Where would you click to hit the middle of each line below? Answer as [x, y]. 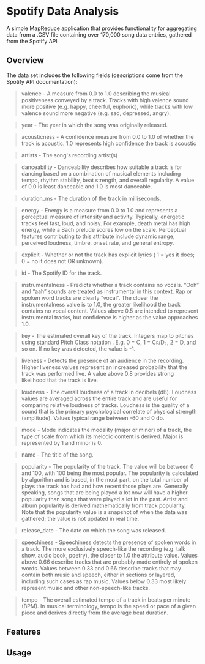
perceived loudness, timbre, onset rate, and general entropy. [98, 242]
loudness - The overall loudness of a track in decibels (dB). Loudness [109, 392]
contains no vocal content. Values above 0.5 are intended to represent [110, 311]
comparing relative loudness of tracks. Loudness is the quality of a [105, 405]
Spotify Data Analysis [63, 11]
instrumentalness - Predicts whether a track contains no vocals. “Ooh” [110, 285]
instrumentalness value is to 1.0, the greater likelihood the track [101, 304]
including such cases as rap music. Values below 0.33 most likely [104, 581]
